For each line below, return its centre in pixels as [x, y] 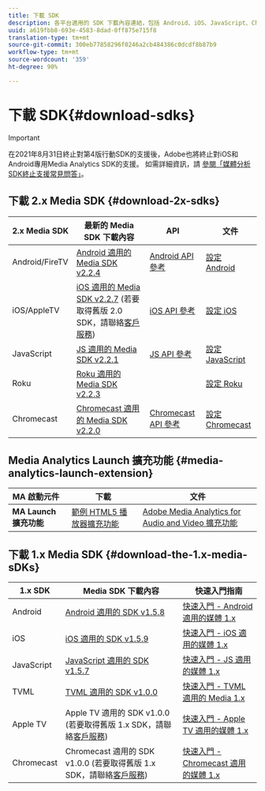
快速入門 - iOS [209, 633]
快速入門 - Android [218, 606]
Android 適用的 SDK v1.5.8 [115, 613]
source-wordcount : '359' [49, 60]
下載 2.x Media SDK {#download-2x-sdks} [114, 201]
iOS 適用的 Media [108, 287]
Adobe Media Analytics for [192, 512]
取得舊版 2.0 [99, 310]
